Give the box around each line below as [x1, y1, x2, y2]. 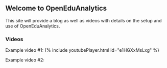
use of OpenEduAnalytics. [5, 23, 60, 29]
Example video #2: [5, 57, 45, 63]
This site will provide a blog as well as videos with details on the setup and [5, 17, 162, 23]
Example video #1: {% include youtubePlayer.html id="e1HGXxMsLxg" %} [5, 47, 160, 53]
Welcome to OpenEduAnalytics [5, 4, 107, 13]
